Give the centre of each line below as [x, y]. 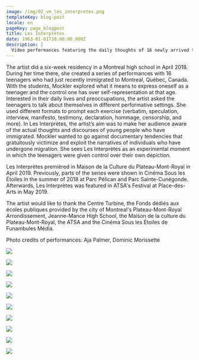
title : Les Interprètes [36, 34]
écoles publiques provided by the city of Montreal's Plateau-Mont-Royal [94, 209]
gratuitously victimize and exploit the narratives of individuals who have [93, 142]
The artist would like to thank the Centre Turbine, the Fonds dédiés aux [93, 203]
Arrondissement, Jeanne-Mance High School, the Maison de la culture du [96, 216]
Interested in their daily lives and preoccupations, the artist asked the [90, 98]
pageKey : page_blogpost [36, 28]
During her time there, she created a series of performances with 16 [89, 73]
